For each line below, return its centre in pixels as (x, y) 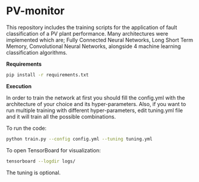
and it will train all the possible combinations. (61, 116)
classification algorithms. (37, 52)
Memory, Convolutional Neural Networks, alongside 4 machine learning (94, 46)
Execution (19, 86)
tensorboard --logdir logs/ (41, 161)
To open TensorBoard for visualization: (53, 150)
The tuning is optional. (34, 173)
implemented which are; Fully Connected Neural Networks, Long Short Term (100, 40)
